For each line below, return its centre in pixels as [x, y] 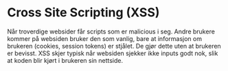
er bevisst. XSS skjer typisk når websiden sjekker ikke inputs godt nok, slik [113, 53]
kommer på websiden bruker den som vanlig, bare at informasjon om [105, 38]
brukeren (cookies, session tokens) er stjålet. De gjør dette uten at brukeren [114, 46]
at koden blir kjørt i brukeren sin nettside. [65, 60]
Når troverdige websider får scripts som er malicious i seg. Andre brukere [111, 31]
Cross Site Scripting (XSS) [83, 13]
